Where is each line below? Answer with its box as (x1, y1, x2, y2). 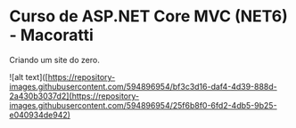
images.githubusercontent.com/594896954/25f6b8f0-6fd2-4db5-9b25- (9, 100, 278, 110)
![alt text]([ (9, 71, 49, 82)
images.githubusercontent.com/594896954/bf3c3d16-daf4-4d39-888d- (9, 81, 278, 92)
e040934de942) (9, 109, 71, 120)
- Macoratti (9, 25, 94, 45)
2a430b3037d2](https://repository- (9, 91, 140, 101)
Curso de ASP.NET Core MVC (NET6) (9, 6, 288, 27)
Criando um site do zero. (9, 54, 100, 65)
